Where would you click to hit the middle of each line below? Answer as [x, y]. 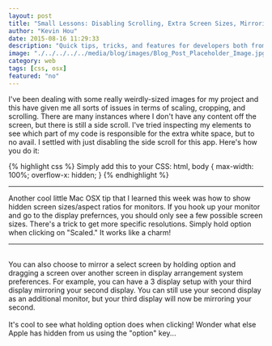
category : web [32, 61]
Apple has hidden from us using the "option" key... [92, 333]
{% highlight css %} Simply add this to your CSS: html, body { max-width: [131, 166]
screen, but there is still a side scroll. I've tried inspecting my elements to [130, 124]
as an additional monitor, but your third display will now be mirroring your [130, 298]
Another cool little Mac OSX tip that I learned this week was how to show [130, 198]
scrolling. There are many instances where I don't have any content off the [133, 116]
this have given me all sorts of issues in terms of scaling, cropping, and [127, 108]
